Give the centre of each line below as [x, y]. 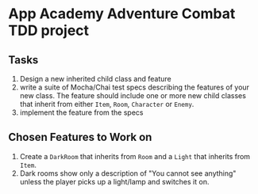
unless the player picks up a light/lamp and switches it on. [114, 181]
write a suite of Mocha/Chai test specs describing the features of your [135, 87]
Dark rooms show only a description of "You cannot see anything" [128, 173]
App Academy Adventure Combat [122, 14]
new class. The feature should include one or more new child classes [133, 95]
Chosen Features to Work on [80, 137]
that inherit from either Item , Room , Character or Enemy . [107, 104]
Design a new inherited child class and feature [96, 79]
